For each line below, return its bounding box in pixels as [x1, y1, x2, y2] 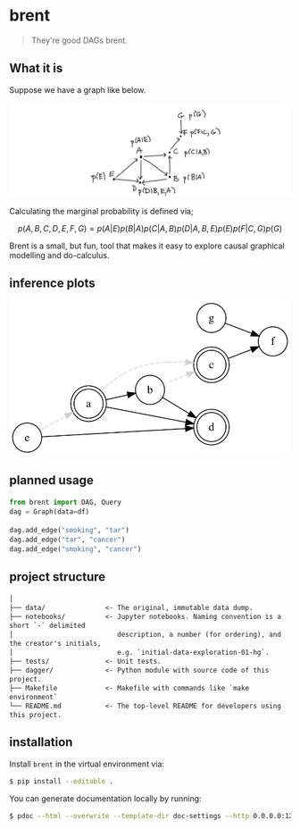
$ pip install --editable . [9, 776, 114, 786]
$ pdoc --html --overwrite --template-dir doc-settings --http [9, 811, 250, 820]
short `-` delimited [9, 621, 87, 630]
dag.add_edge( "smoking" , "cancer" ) [9, 545, 142, 554]
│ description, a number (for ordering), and [9, 630, 281, 639]
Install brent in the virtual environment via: [9, 758, 165, 769]
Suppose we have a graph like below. [9, 84, 146, 95]
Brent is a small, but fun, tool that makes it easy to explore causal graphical [9, 240, 286, 251]
